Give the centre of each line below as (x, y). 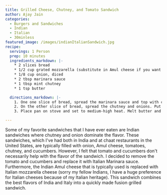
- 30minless (22, 38)
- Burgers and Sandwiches (37, 24)
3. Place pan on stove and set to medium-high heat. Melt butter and (88, 111)
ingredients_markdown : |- (37, 61)
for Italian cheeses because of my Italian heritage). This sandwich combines (83, 177)
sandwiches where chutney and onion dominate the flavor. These (72, 135)
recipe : (13, 47)
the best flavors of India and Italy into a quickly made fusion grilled (73, 183)
